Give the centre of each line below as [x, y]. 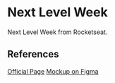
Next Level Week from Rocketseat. [57, 32]
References [33, 54]
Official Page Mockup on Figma [53, 71]
